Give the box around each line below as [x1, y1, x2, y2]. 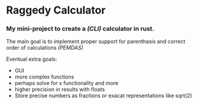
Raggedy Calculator [6, 4, 106, 17]
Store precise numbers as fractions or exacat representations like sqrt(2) [14, 92, 192, 99]
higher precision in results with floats [14, 86, 105, 93]
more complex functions [14, 73, 74, 80]
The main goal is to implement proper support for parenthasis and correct [6, 38, 186, 45]
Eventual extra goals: [6, 55, 57, 63]
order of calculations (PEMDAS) [6, 44, 84, 51]
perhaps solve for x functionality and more [14, 80, 119, 87]
